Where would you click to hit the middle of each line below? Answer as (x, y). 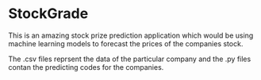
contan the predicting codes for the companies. (86, 67)
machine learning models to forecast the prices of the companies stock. (126, 43)
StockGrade (48, 14)
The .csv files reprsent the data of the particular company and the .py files (130, 59)
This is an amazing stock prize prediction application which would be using (131, 35)
